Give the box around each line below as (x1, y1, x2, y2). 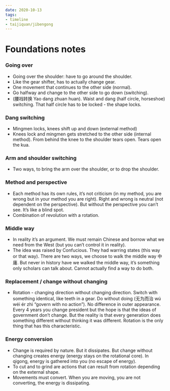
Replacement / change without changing (5, 278, 108, 285)
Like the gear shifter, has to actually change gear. (12, 78, 116, 85)
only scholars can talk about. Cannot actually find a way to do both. (12, 265, 154, 271)
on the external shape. (12, 369, 60, 375)
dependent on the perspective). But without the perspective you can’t (12, 201, 158, 207)
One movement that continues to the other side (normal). (12, 84, 132, 90)
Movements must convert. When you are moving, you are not (12, 374, 141, 380)
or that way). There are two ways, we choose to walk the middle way (12, 253, 157, 259)
